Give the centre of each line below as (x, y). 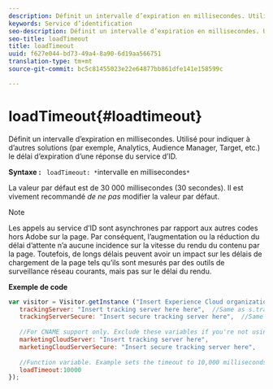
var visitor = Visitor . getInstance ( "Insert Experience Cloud (116, 302)
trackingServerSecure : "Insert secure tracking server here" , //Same (141, 317)
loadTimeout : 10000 (50, 370)
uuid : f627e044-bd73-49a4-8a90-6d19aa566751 (85, 54)
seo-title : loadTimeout (49, 39)
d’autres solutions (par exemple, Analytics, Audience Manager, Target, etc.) (134, 147)
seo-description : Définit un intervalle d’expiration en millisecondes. (134, 31)
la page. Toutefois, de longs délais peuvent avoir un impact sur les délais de (135, 254)
